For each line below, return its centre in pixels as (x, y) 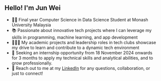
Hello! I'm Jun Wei (33, 8)
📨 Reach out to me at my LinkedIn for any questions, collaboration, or (81, 68)
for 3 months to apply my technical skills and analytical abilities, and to (82, 58)
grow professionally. (32, 63)
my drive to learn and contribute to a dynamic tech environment (75, 48)
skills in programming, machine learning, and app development (75, 37)
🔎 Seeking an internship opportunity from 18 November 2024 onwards (82, 52)
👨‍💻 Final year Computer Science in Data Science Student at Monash (80, 19)
